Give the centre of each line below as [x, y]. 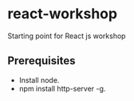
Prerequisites [41, 61]
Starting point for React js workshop [67, 36]
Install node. [39, 80]
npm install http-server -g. [62, 88]
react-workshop [62, 14]
